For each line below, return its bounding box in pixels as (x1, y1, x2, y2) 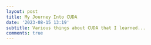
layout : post (6, 8, 38, 15)
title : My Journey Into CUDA (6, 14, 78, 20)
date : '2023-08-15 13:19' (6, 19, 69, 25)
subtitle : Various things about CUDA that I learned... (6, 25, 146, 31)
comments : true (6, 30, 43, 36)
